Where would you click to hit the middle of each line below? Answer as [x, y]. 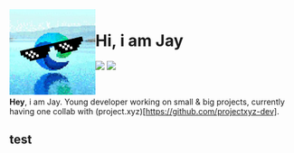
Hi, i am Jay [139, 41]
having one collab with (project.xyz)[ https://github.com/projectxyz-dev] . [144, 111]
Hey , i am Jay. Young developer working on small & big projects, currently [147, 102]
